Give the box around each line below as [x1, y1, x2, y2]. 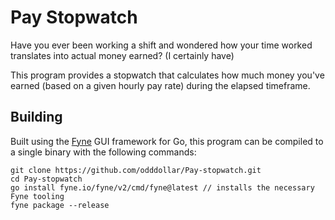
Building [10, 109, 63, 126]
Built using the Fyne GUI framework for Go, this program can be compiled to [10, 135, 324, 147]
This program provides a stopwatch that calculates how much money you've [10, 69, 325, 81]
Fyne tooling [10, 191, 65, 201]
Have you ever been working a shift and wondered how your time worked [10, 39, 313, 51]
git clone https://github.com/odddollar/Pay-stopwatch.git [10, 165, 262, 175]
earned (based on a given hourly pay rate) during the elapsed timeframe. [10, 79, 311, 91]
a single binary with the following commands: [10, 146, 197, 158]
